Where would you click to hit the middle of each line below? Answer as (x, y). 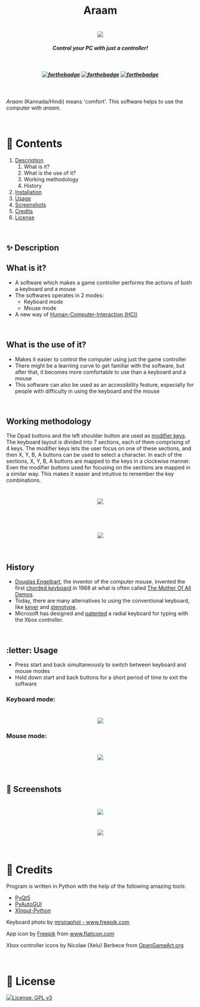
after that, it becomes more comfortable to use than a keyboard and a (100, 372)
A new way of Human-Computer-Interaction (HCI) (76, 314)
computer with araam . (34, 108)
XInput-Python (33, 911)
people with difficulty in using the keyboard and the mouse (87, 391)
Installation (28, 192)
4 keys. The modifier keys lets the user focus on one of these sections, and (99, 448)
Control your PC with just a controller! (100, 48)
